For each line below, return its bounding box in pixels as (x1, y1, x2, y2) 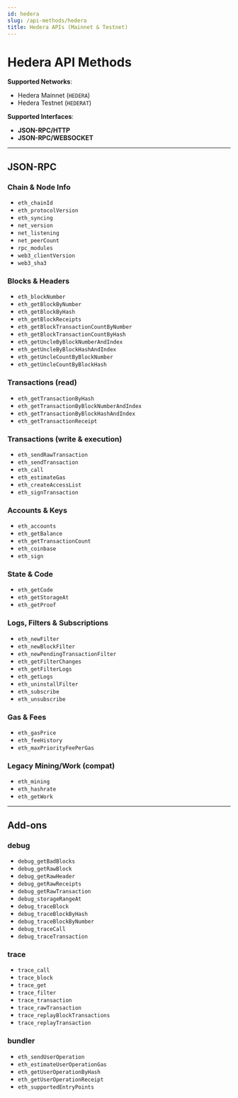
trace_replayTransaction (17, 1019, 91, 1027)
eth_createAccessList (17, 481, 81, 489)
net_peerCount (17, 237, 59, 244)
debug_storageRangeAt (17, 895, 81, 903)
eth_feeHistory (17, 737, 63, 745)
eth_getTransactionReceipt (17, 417, 98, 425)
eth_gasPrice (17, 730, 57, 737)
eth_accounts (17, 523, 57, 530)
